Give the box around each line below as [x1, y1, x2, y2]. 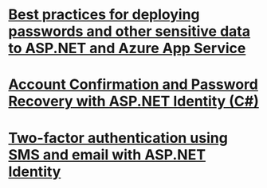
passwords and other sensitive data [8, 22, 251, 40]
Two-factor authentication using [8, 129, 229, 147]
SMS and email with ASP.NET [8, 145, 206, 163]
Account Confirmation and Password [8, 75, 259, 94]
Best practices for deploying [8, 6, 201, 24]
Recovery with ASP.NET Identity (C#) [8, 93, 259, 110]
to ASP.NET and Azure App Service [8, 40, 246, 57]
